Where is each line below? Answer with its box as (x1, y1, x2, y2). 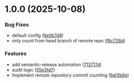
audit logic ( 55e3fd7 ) (11, 67, 55, 73)
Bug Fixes (4, 21, 29, 28)
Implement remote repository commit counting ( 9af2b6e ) (11, 72, 129, 78)
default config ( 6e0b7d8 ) (11, 32, 64, 38)
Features (4, 50, 27, 57)
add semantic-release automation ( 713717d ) (11, 61, 102, 68)
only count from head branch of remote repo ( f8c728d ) (11, 38, 126, 44)
